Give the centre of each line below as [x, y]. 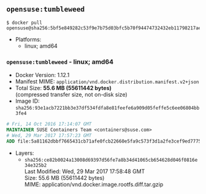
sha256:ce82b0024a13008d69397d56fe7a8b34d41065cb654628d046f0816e [111, 160]
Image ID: [27, 101]
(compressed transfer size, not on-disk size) [71, 95]
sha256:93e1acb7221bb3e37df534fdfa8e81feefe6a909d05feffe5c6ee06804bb [107, 108]
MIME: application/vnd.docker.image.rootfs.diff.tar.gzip [94, 184]
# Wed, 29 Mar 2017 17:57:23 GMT [49, 135]
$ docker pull [25, 23]
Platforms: [28, 39]
